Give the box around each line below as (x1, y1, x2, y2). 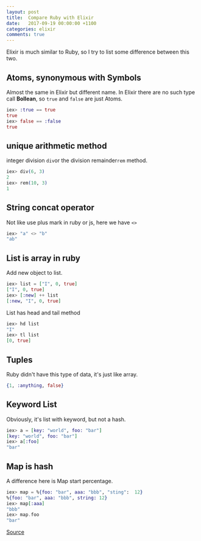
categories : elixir (6, 26, 56, 32)
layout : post (6, 9, 40, 15)
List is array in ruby (6, 253, 80, 263)
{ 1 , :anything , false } (6, 382, 64, 389)
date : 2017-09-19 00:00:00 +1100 (6, 20, 97, 26)
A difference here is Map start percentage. (6, 477, 113, 484)
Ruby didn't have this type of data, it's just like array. (6, 370, 138, 378)
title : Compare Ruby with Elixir (6, 15, 94, 21)
